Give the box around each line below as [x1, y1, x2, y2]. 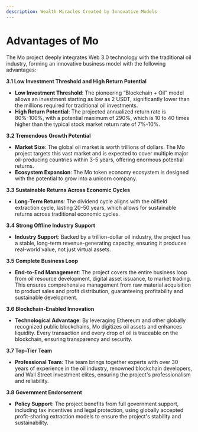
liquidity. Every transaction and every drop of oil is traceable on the [14, 329, 178, 336]
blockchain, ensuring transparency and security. [14, 335, 133, 343]
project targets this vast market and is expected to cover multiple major [14, 150, 189, 157]
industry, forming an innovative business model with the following [6, 60, 166, 67]
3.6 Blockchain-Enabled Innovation [6, 305, 95, 312]
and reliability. [14, 377, 49, 384]
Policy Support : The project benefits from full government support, [14, 400, 179, 407]
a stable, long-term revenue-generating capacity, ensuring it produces [14, 239, 187, 246]
